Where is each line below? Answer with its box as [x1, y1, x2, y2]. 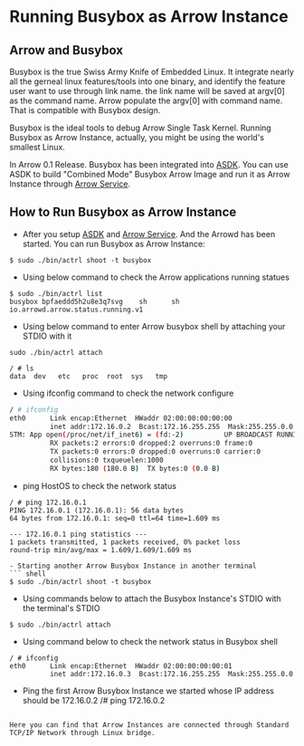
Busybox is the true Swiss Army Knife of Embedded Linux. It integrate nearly [9, 66, 294, 77]
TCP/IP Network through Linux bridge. [9, 728, 156, 737]
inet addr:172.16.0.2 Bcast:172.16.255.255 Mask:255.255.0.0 [49, 422, 294, 431]
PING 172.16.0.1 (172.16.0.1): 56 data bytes [9, 505, 184, 515]
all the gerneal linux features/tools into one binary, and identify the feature [9, 76, 286, 87]
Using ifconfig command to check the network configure [22, 387, 234, 398]
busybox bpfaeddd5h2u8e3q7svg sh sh [9, 297, 180, 306]
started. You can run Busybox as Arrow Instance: [22, 238, 205, 249]
